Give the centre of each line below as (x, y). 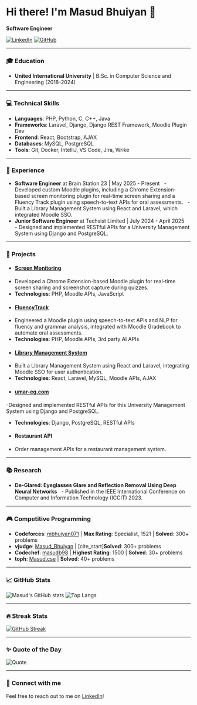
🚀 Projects (21, 254)
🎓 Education (25, 61)
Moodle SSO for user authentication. (59, 372)
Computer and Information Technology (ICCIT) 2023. (79, 498)
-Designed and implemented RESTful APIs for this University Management (96, 405)
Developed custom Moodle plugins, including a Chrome (81, 189)
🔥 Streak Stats (27, 616)
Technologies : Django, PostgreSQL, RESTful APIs (74, 422)
